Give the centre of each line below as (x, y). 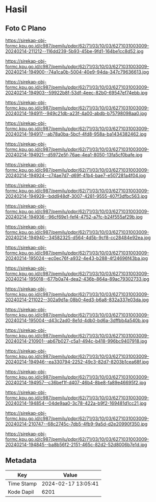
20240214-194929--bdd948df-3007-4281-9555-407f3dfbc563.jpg (76, 196)
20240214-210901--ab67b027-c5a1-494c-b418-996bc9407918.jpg (76, 341)
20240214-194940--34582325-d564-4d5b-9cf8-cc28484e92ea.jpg (78, 237)
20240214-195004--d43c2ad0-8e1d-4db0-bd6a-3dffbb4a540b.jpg (77, 320)
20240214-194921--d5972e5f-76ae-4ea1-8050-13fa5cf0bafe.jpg (74, 155)
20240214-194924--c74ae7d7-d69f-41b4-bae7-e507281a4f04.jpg (76, 175)
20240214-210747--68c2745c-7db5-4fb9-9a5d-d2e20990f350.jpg (76, 424)
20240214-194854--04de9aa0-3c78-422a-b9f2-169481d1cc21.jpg (76, 403)
